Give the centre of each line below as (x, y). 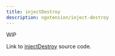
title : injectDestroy (33, 12)
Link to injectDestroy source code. (49, 46)
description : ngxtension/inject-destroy (58, 17)
